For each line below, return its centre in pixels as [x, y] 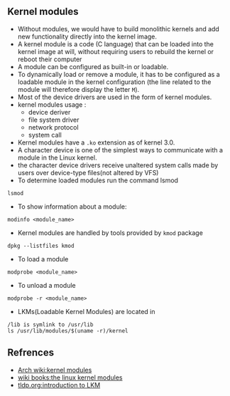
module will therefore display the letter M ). [78, 89]
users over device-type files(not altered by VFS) [88, 172]
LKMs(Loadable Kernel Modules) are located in [86, 311]
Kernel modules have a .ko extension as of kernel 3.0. [96, 142]
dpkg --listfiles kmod [41, 246]
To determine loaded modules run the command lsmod [98, 180]
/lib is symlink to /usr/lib [50, 324]
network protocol [54, 127]
